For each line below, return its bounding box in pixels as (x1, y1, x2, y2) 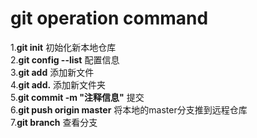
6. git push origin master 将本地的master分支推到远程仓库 (10, 103, 248, 116)
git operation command (10, 7, 209, 30)
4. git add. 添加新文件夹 (10, 78, 107, 91)
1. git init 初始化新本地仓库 (10, 41, 117, 53)
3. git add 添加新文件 (10, 66, 95, 78)
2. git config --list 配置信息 (10, 53, 120, 66)
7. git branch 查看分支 (10, 116, 98, 128)
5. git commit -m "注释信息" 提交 (10, 91, 145, 103)
